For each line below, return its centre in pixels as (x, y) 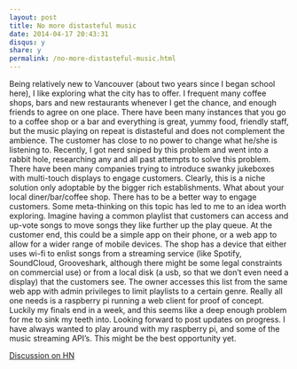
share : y (25, 51)
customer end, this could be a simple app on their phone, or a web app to (143, 235)
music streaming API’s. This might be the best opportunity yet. (123, 338)
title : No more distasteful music (73, 26)
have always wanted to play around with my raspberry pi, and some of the (145, 329)
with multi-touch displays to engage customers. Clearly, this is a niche (137, 178)
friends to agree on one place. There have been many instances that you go (148, 112)
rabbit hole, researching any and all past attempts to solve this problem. (140, 159)
